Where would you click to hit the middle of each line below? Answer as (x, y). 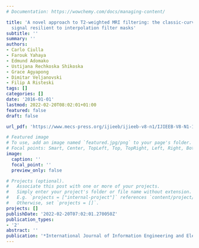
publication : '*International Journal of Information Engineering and (95, 236)
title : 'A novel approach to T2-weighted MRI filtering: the (83, 22)
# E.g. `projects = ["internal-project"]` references (76, 198)
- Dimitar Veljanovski (34, 78)
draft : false (22, 116)
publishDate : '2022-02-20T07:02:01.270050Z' (62, 214)
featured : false (26, 110)
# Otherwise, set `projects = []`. (53, 203)
